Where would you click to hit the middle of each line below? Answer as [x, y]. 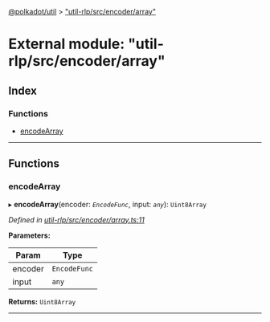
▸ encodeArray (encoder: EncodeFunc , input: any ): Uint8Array [108, 204]
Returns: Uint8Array [42, 301]
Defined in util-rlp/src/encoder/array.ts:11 [76, 219]
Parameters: [29, 235]
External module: [67, 44]
